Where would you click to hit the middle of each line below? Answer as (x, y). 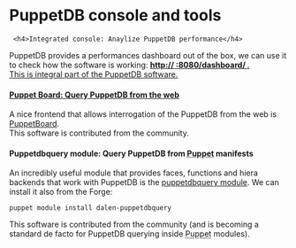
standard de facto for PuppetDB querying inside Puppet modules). (129, 234)
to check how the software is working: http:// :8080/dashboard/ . (129, 65)
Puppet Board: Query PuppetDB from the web (94, 95)
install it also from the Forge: (61, 192)
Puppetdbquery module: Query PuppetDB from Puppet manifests (131, 153)
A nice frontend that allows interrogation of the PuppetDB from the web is (143, 114)
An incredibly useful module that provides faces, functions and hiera (134, 173)
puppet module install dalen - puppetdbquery (91, 208)
